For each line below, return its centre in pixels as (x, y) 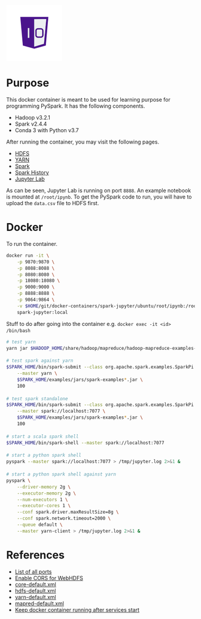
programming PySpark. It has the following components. (76, 106)
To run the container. (32, 243)
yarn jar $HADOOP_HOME (34, 348)
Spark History (32, 172)
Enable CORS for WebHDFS (49, 578)
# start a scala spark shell (42, 436)
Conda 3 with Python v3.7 (47, 130)
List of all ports (33, 571)
